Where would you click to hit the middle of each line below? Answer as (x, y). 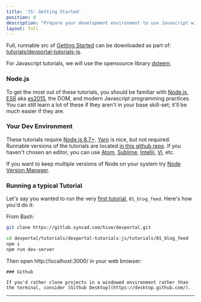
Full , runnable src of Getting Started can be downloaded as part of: (89, 45)
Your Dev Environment (39, 126)
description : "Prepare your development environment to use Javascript (97, 23)
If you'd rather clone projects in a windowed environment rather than (97, 282)
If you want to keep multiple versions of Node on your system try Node (94, 164)
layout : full (22, 28)
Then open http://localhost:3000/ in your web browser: (74, 261)
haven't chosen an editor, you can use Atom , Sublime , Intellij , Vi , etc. (91, 152)
